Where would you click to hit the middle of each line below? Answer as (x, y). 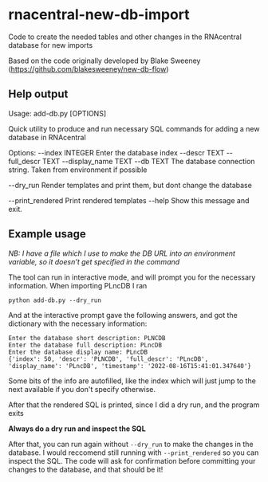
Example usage (47, 234)
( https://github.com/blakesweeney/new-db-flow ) (89, 69)
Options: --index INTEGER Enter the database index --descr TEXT (116, 152)
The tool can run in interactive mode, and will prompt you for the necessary (132, 277)
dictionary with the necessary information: (78, 323)
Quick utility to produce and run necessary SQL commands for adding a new (134, 128)
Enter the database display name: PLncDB (78, 352)
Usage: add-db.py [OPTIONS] (57, 113)
